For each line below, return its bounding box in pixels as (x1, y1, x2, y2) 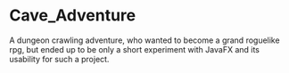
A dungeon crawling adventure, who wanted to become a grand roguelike (9, 35, 280, 45)
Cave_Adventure (9, 5, 136, 26)
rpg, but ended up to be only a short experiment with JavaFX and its (9, 44, 260, 54)
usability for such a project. (9, 53, 110, 64)
